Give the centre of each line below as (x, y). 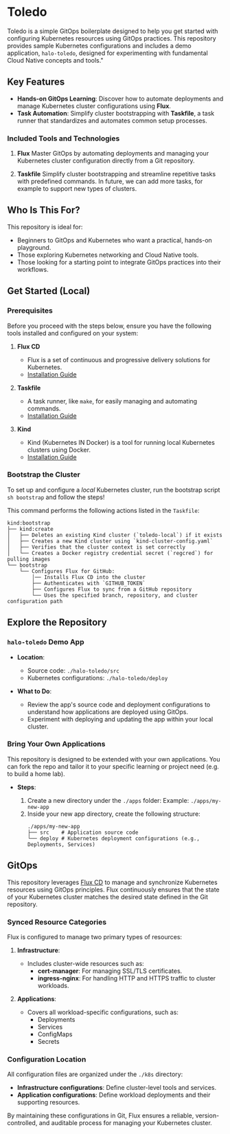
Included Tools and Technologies (64, 138)
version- (207, 1115)
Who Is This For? (44, 210)
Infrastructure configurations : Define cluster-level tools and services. (117, 1088)
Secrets (48, 1041)
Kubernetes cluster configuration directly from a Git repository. (106, 161)
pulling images (29, 559)
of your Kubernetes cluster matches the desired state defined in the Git (107, 896)
